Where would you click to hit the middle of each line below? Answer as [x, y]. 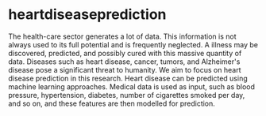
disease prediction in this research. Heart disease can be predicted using [128, 78]
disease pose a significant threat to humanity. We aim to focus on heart [125, 69]
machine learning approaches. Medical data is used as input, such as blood [132, 86]
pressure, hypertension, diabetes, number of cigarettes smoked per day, [127, 95]
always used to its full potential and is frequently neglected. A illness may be [133, 44]
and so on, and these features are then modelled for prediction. [112, 103]
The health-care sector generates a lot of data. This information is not [122, 36]
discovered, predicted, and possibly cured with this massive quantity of [125, 53]
